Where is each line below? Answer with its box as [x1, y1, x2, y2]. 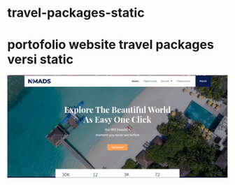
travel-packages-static [7, 5, 145, 21]
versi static [7, 52, 73, 68]
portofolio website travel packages [7, 37, 215, 53]
